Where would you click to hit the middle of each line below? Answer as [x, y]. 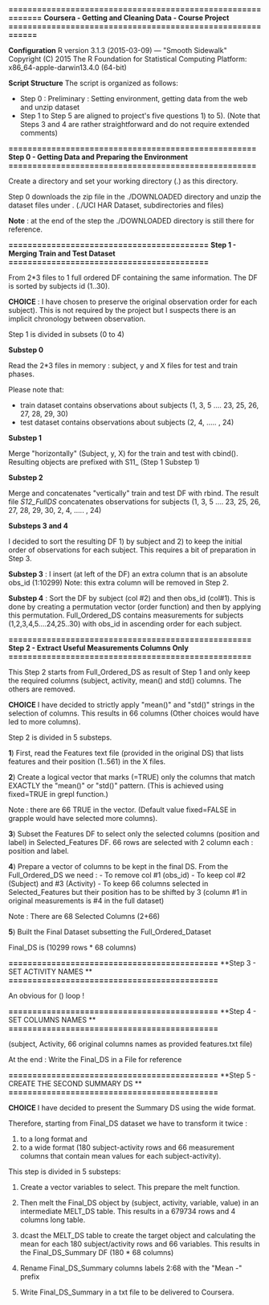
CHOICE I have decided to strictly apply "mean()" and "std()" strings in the [132, 705]
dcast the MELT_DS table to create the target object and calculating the [138, 1235]
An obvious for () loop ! [47, 995]
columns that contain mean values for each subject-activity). [120, 1156]
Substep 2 [26, 478]
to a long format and [53, 1139]
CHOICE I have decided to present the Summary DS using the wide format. [132, 1108]
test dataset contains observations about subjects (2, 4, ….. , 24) [127, 422]
